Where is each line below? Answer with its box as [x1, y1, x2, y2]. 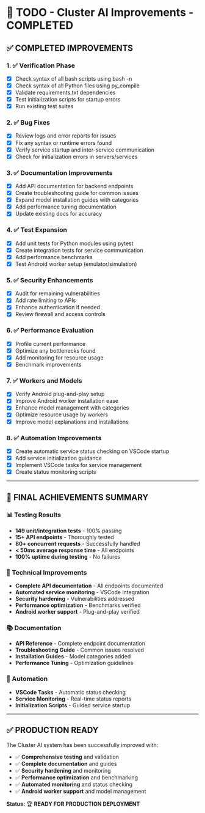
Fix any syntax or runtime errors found [15, 139, 112, 146]
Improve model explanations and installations [15, 418, 129, 425]
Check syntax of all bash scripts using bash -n [15, 75, 132, 82]
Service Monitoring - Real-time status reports [15, 695, 132, 702]
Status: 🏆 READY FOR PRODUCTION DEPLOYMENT [6, 800, 140, 807]
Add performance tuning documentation [15, 203, 117, 210]
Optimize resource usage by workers [15, 411, 109, 418]
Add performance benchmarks [15, 253, 93, 260]
